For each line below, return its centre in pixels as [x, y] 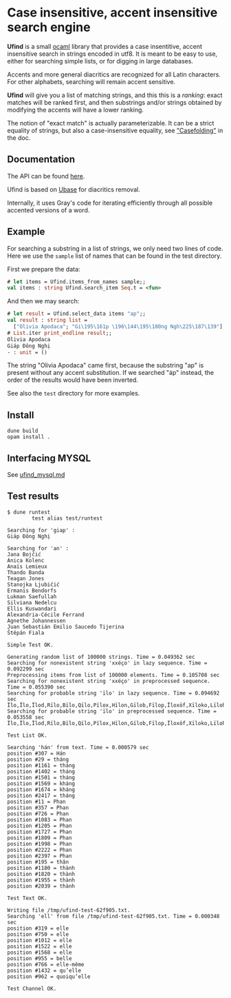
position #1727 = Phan [40, 832]
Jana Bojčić [24, 554]
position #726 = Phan [38, 814]
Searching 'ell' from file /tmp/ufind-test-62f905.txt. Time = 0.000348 [113, 916]
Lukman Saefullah [32, 597]
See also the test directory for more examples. [74, 394]
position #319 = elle [38, 928]
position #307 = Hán [37, 753]
